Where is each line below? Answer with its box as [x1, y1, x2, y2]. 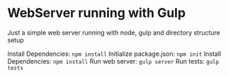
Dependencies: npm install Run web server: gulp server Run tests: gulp [7, 57, 220, 65]
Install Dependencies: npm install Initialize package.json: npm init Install [7, 49, 222, 58]
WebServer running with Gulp [7, 5, 186, 21]
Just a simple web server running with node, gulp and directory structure [7, 28, 221, 37]
